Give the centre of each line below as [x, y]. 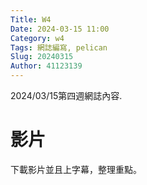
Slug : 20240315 [42, 57]
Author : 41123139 [46, 66]
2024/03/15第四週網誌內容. [66, 95]
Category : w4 [37, 38]
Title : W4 [31, 19]
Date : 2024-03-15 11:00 [60, 29]
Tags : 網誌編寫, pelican [59, 47]
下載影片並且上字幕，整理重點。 [76, 169]
